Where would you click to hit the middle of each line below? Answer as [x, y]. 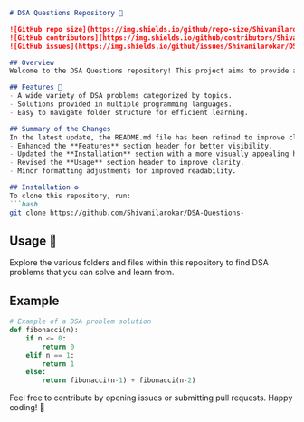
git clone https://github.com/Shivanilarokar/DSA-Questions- [127, 213]
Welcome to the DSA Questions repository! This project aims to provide [149, 71]
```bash [24, 204]
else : [36, 372]
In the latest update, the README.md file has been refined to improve [147, 137]
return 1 [58, 364]
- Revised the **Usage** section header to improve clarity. [127, 163]
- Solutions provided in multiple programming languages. [121, 104]
